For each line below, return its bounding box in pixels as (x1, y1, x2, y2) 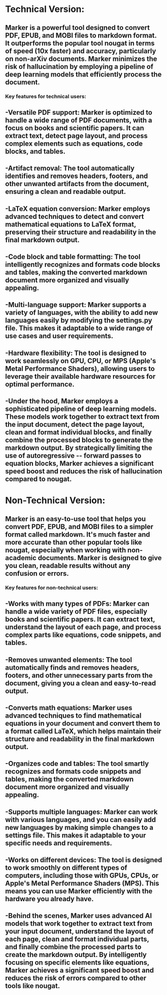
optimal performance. (5, 380, 75, 389)
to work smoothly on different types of (5, 864, 128, 872)
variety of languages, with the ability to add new (5, 308, 158, 317)
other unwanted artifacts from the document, (5, 180, 149, 188)
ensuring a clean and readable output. (5, 188, 126, 196)
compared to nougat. (5, 475, 72, 483)
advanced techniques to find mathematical (5, 711, 142, 720)
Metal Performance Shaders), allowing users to (5, 364, 155, 373)
